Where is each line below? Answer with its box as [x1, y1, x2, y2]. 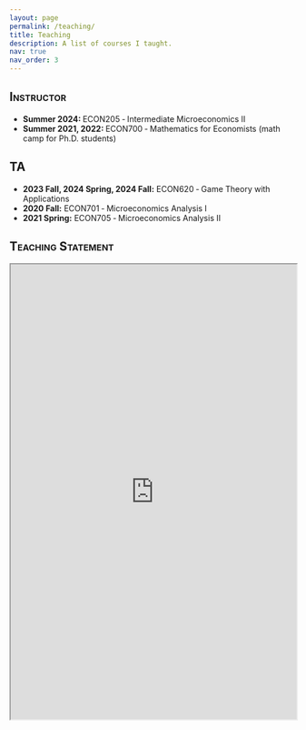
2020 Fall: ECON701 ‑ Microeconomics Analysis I [22, 202, 207, 214]
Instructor [9, 89, 66, 105]
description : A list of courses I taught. [9, 38, 173, 48]
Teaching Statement [9, 238, 114, 255]
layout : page [9, 13, 59, 23]
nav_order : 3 [9, 56, 59, 65]
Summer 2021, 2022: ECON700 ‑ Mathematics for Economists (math [22, 123, 281, 134]
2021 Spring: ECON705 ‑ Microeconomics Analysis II [22, 212, 221, 223]
